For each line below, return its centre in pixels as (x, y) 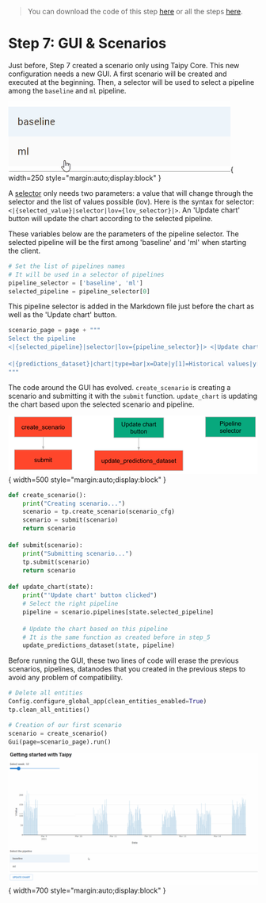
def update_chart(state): (51, 587)
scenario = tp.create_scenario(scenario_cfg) (99, 512)
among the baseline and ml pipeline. (67, 90)
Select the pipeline (42, 339)
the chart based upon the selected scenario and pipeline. (101, 404)
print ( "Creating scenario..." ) (74, 503)
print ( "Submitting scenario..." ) (78, 553)
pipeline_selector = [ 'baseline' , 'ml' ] (76, 283)
